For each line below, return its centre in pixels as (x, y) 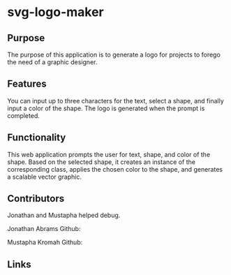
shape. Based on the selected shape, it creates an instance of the (101, 162)
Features (27, 84)
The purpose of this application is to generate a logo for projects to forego (114, 54)
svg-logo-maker (55, 12)
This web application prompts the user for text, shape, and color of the (109, 154)
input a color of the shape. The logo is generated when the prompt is (106, 108)
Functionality (37, 138)
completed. (23, 115)
